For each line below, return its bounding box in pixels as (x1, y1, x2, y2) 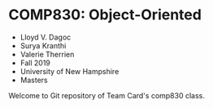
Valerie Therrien (20, 49, 75, 59)
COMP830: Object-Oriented (8, 6, 202, 24)
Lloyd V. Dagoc (20, 32, 72, 42)
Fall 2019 (20, 58, 51, 68)
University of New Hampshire (20, 66, 120, 76)
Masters (20, 75, 48, 85)
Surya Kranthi (20, 40, 67, 50)
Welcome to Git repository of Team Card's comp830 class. (8, 90, 206, 100)
